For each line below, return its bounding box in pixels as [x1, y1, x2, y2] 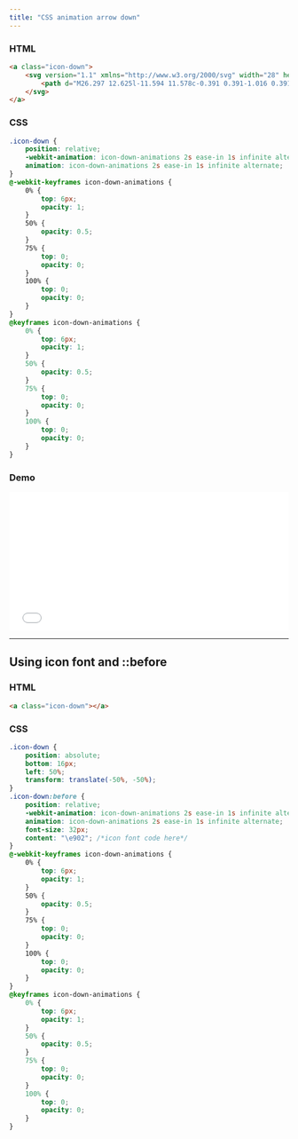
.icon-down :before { [9, 792, 86, 802]
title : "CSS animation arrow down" [9, 12, 141, 22]
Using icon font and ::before [9, 654, 168, 670]
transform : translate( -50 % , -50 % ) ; [25, 776, 157, 785]
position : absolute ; [25, 751, 101, 760]
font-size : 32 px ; [25, 825, 90, 834]
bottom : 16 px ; [25, 759, 77, 768]
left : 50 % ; [25, 767, 66, 777]
